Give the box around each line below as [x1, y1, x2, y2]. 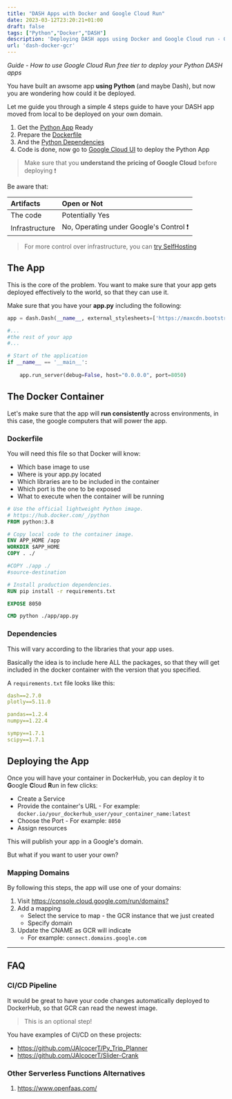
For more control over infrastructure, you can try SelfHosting [23, 242, 197, 251]
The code [10, 211, 42, 220]
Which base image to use [17, 463, 90, 471]
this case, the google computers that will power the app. [7, 416, 168, 425]
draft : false [7, 23, 45, 30]
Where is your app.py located [17, 470, 101, 478]
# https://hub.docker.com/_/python [7, 512, 110, 518]
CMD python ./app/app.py [7, 612, 79, 620]
